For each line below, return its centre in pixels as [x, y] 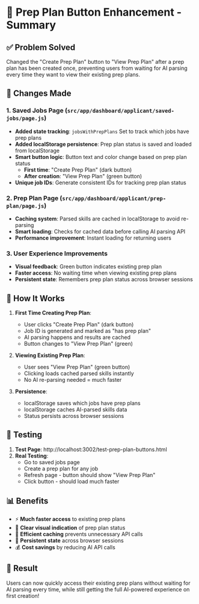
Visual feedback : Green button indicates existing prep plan [88, 267]
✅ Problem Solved [41, 47]
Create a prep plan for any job [61, 469]
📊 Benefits [27, 501]
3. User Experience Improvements [57, 254]
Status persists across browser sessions [74, 416]
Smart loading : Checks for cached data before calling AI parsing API [100, 231]
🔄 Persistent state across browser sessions [69, 540]
